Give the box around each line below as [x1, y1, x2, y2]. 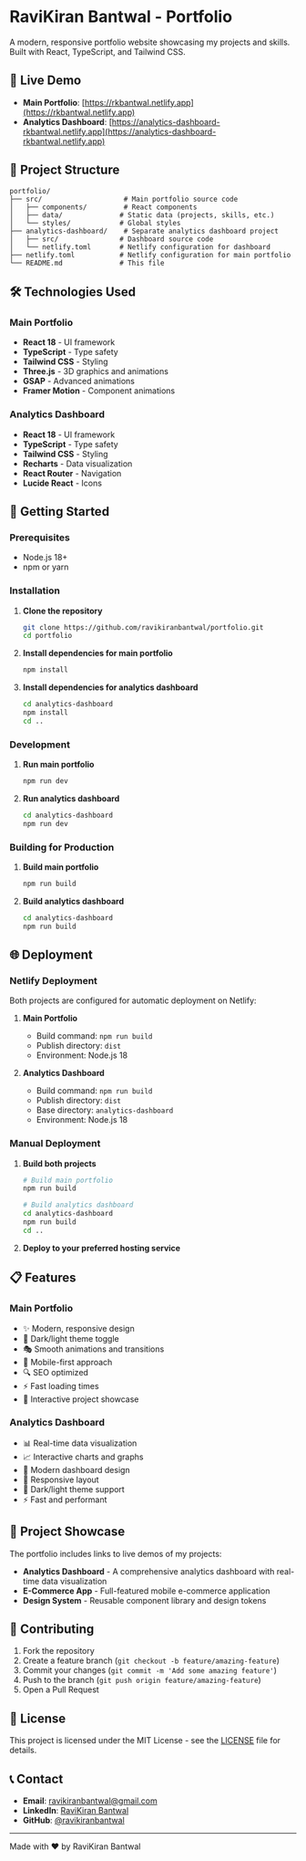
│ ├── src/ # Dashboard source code [9, 235, 214, 244]
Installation [9, 584, 61, 597]
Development [9, 737, 71, 750]
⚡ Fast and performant [22, 1494, 107, 1505]
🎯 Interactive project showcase [22, 1394, 139, 1405]
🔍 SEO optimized [22, 1366, 89, 1377]
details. [9, 1745, 37, 1756]
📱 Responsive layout [22, 1474, 99, 1485]
